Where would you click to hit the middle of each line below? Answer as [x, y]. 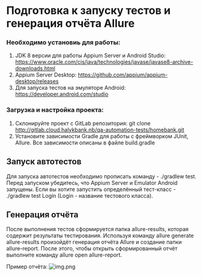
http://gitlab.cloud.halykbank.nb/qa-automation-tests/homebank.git [99, 130]
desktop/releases [37, 81]
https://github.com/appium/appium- [123, 75]
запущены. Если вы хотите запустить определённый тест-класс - [91, 189]
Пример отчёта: [27, 267]
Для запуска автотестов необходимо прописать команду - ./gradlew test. [102, 176]
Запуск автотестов [44, 162]
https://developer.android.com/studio [62, 94]
